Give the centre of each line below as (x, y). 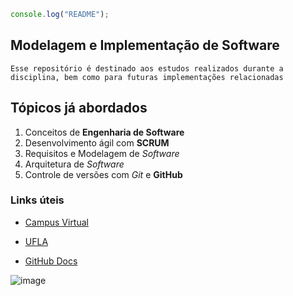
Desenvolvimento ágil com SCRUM (97, 142)
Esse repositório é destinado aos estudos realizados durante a (147, 68)
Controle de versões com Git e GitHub (103, 174)
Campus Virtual (56, 222)
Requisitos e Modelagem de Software (102, 153)
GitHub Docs (51, 261)
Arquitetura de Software (74, 164)
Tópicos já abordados (79, 108)
